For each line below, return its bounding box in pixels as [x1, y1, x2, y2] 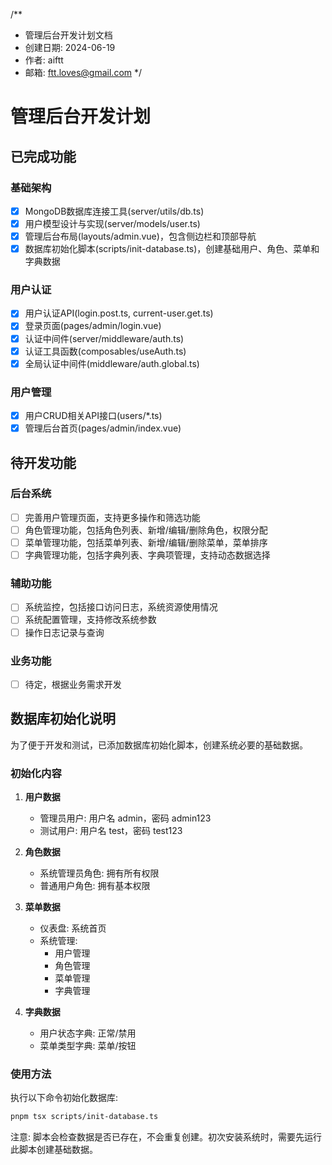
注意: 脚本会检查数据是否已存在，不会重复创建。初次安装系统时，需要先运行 [10, 1131, 322, 1143]
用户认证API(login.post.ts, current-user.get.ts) [24, 307, 214, 319]
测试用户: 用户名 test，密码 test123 [39, 825, 183, 837]
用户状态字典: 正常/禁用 [39, 1027, 137, 1039]
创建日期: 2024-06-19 [24, 42, 116, 53]
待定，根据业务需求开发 [24, 678, 122, 690]
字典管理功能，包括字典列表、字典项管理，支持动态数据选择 [24, 549, 271, 561]
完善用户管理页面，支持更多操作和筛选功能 [24, 511, 201, 523]
